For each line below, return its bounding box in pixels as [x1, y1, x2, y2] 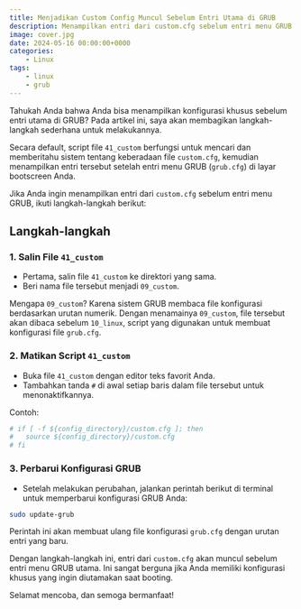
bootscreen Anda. [9, 171, 77, 181]
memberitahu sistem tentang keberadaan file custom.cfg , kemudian [9, 151, 260, 162]
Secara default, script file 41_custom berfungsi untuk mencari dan [9, 142, 251, 152]
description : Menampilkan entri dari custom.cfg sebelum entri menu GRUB [9, 22, 293, 31]
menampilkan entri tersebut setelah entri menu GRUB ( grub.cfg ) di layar [9, 161, 277, 171]
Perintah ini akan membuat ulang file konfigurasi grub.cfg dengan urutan [9, 526, 279, 537]
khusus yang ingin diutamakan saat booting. [9, 572, 174, 583]
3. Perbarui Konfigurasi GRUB [9, 462, 141, 475]
